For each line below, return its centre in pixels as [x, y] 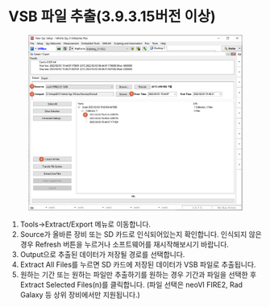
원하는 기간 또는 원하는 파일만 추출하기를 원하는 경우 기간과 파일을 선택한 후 [138, 275]
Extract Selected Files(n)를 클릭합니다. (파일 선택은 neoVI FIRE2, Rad [131, 285]
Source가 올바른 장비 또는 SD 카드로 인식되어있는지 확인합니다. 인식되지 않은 [141, 234]
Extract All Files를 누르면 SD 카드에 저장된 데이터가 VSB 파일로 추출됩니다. [138, 265]
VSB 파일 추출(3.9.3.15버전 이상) [112, 17]
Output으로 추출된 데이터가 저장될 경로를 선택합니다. [102, 255]
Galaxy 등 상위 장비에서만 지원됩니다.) [80, 295]
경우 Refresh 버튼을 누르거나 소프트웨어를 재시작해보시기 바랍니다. [125, 245]
